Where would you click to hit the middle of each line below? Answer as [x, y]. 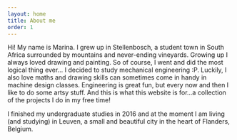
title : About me [31, 21]
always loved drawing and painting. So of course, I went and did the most [115, 63]
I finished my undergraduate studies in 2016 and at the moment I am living [116, 114]
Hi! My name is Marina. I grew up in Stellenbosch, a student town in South [116, 48]
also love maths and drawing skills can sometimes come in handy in [107, 77]
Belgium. [20, 129]
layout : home [27, 14]
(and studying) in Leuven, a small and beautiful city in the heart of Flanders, [118, 122]
